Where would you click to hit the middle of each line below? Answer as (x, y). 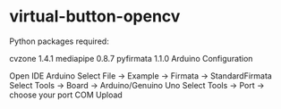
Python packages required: (59, 41)
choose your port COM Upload (66, 95)
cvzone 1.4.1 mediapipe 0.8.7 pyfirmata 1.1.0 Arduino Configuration (131, 58)
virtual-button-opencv (95, 17)
